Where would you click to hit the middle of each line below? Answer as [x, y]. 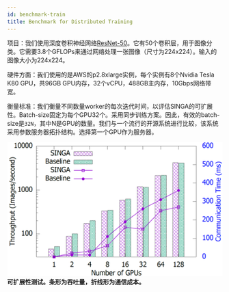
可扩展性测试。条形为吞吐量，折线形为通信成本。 [76, 282]
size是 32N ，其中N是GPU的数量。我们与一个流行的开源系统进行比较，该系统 [113, 123]
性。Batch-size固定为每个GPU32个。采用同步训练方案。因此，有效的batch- [113, 115]
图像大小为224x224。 [38, 60]
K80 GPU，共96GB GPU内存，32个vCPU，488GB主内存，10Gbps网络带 [109, 83]
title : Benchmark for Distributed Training [70, 22]
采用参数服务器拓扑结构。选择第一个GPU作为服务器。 [82, 132]
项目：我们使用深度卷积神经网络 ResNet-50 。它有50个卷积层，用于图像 [107, 43]
